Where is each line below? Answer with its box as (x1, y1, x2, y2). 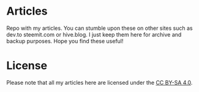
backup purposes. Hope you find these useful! (6, 37, 124, 44)
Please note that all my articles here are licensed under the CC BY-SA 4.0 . (6, 79, 193, 86)
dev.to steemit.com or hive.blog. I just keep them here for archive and (6, 30, 182, 38)
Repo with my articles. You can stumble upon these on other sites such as (6, 24, 193, 32)
